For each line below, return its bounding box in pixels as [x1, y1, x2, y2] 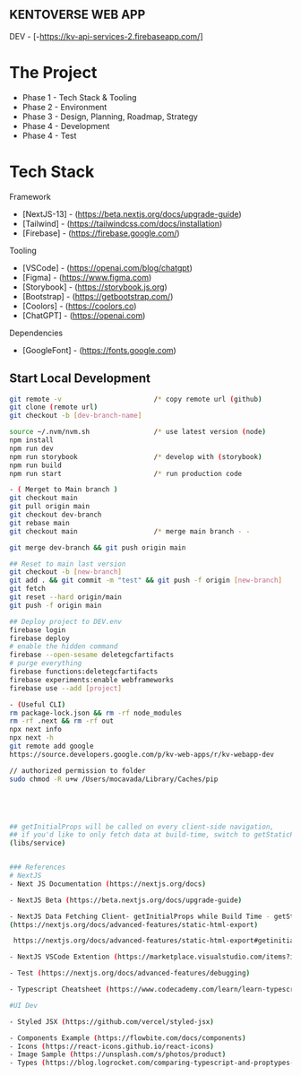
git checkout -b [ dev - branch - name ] [9, 412, 142, 421]
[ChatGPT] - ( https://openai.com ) [21, 309, 146, 321]
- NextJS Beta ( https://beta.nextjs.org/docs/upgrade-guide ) [9, 896, 243, 905]
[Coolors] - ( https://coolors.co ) [21, 300, 137, 311]
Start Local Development [9, 371, 150, 386]
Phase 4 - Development [21, 120, 110, 131]
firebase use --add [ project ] [9, 683, 123, 693]
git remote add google [9, 742, 94, 751]
